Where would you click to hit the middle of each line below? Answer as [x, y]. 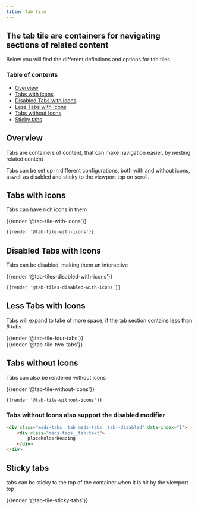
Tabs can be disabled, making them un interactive [67, 265]
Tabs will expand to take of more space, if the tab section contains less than [99, 320]
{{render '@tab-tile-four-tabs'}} [45, 338]
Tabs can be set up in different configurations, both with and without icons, [98, 170]
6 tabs [14, 326]
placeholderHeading [52, 439]
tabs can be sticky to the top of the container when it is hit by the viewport [97, 482]
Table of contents [32, 75]
